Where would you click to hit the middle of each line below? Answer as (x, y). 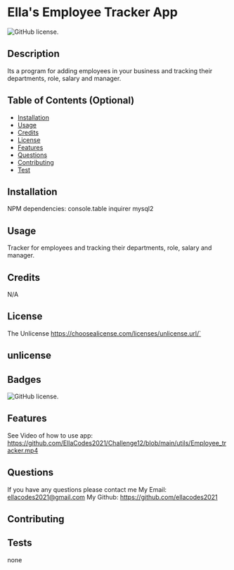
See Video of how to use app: (50, 435)
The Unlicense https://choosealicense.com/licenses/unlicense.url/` (104, 333)
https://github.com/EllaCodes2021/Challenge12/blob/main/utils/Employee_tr (117, 443)
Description (33, 54)
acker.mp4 (23, 450)
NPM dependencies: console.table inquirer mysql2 (80, 209)
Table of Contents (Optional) (71, 100)
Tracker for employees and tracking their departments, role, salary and (110, 248)
